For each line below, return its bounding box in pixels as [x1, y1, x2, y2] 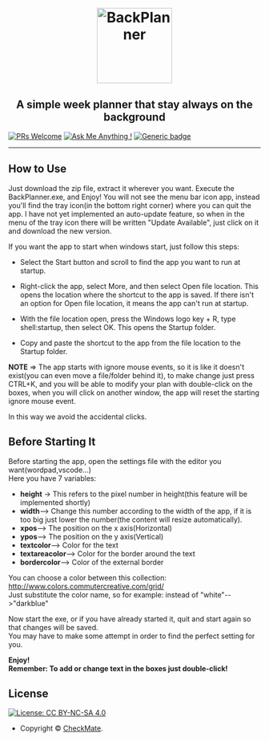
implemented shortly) [19, 497, 90, 507]
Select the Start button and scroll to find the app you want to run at [19, 257, 241, 267]
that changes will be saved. [8, 622, 98, 632]
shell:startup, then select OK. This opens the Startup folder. [19, 322, 216, 332]
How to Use [8, 162, 67, 176]
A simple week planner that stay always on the [15, 97, 254, 111]
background [103, 110, 166, 124]
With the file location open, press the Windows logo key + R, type [19, 314, 236, 324]
